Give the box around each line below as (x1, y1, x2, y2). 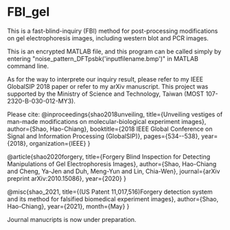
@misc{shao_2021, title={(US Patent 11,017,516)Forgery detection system (7, 188, 213, 196)
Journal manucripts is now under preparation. (7, 215, 137, 223)
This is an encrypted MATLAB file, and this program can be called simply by (7, 47, 222, 55)
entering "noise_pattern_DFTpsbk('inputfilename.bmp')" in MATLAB (7, 54, 199, 62)
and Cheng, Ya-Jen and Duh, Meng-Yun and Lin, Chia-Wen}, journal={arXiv (7, 167, 220, 175)
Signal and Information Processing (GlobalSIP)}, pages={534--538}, (7, 131, 200, 140)
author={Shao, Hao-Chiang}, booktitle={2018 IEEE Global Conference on (7, 125, 213, 133)
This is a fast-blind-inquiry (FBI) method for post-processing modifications (7, 27, 218, 35)
